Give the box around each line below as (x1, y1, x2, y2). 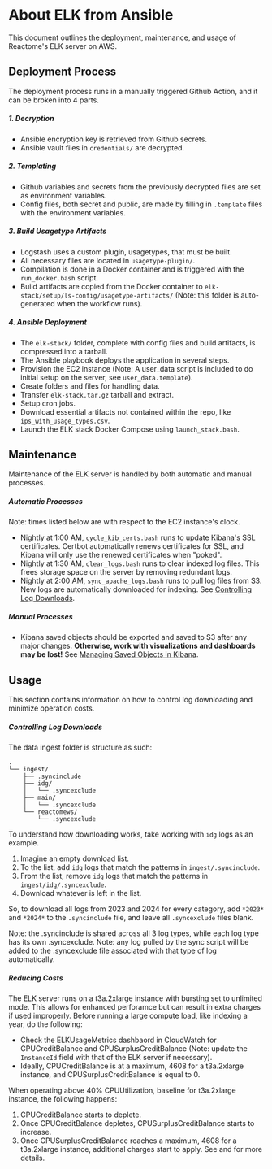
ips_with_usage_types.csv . (19, 415, 110, 425)
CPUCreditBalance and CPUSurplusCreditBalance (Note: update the (19, 1044, 248, 1054)
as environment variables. (19, 190, 107, 200)
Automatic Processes (8, 497, 84, 506)
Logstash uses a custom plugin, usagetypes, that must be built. (19, 246, 233, 257)
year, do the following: (8, 1019, 83, 1029)
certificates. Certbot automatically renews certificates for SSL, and (19, 541, 244, 551)
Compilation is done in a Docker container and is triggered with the (19, 264, 244, 274)
